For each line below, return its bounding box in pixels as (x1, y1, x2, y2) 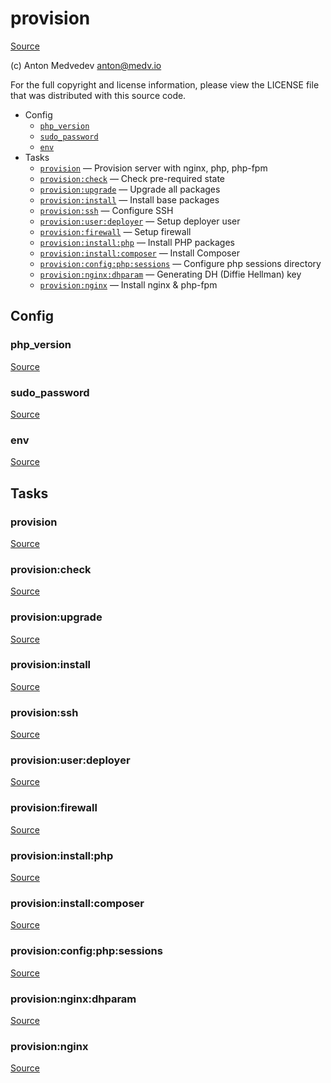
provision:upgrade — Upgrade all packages (39, 183, 221, 195)
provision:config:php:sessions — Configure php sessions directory (39, 257, 322, 269)
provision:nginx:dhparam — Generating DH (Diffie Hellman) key (39, 268, 302, 280)
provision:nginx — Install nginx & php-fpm (39, 278, 218, 291)
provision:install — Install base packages (39, 193, 220, 206)
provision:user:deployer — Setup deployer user (39, 215, 241, 227)
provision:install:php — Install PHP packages (39, 236, 235, 248)
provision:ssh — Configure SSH (39, 204, 174, 216)
